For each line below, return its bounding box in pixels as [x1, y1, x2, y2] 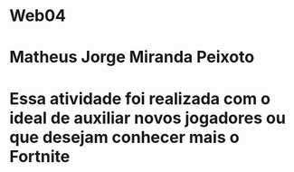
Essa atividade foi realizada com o [9, 88, 271, 109]
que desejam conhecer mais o [9, 127, 240, 148]
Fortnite [9, 146, 71, 167]
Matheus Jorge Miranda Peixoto [9, 47, 255, 68]
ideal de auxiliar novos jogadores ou [9, 108, 287, 128]
